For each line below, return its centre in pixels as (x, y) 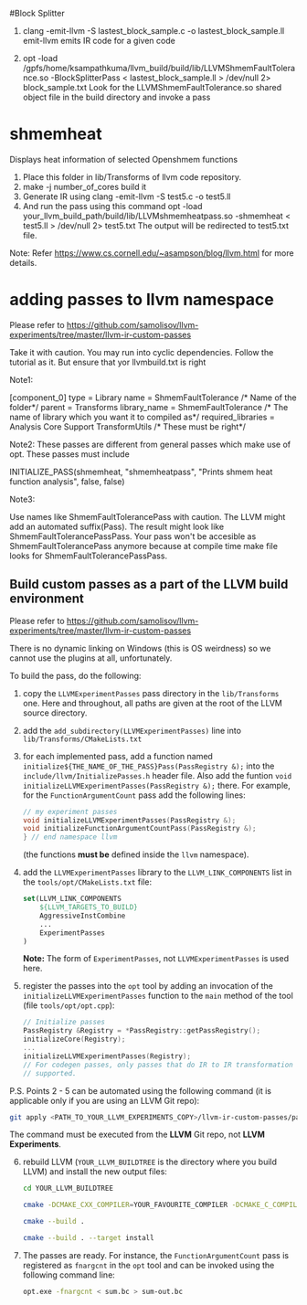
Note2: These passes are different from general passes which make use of (150, 444)
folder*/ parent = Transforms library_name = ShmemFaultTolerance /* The (149, 407)
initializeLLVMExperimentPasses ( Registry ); (107, 1056)
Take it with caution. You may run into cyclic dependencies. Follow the (142, 352)
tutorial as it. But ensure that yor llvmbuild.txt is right (108, 362)
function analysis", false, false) (67, 481)
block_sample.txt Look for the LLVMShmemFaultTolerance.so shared (152, 87)
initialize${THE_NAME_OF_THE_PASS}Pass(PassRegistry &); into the (148, 766)
